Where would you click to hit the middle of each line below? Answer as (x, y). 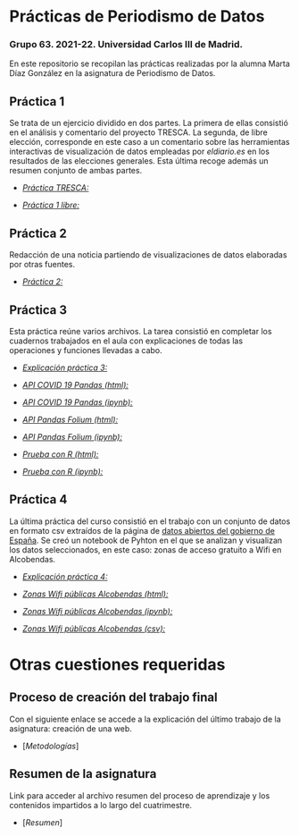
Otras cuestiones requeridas (117, 664)
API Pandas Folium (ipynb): (72, 436)
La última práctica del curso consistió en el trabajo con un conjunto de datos (150, 521)
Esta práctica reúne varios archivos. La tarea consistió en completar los (141, 331)
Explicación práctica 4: (65, 576)
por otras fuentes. (42, 265)
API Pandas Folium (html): (70, 419)
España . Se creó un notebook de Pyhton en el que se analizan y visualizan (146, 540)
